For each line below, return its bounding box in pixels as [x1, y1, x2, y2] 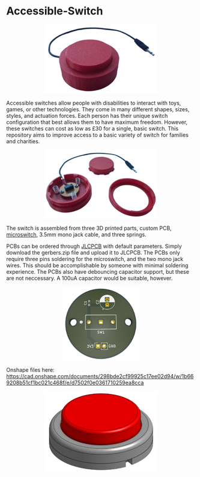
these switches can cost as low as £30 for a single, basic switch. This [6, 125, 179, 132]
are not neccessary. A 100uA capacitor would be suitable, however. [6, 274, 173, 282]
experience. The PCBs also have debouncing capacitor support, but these [6, 268, 189, 275]
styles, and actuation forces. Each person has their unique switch [6, 112, 168, 120]
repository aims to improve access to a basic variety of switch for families [6, 131, 189, 139]
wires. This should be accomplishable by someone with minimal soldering [6, 262, 189, 269]
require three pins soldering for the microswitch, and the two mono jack [6, 255, 184, 262]
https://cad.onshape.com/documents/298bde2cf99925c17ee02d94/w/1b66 [6, 373, 194, 380]
